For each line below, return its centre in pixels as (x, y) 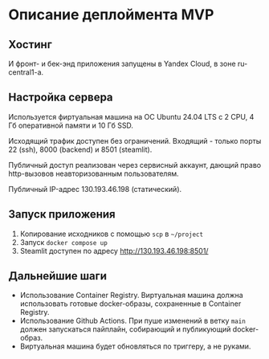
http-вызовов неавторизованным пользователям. (94, 173)
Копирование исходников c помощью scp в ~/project (111, 234)
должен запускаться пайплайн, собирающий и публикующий (125, 329)
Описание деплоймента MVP (111, 15)
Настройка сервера (61, 98)
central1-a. (26, 72)
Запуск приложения (62, 214)
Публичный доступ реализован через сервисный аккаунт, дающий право (135, 165)
